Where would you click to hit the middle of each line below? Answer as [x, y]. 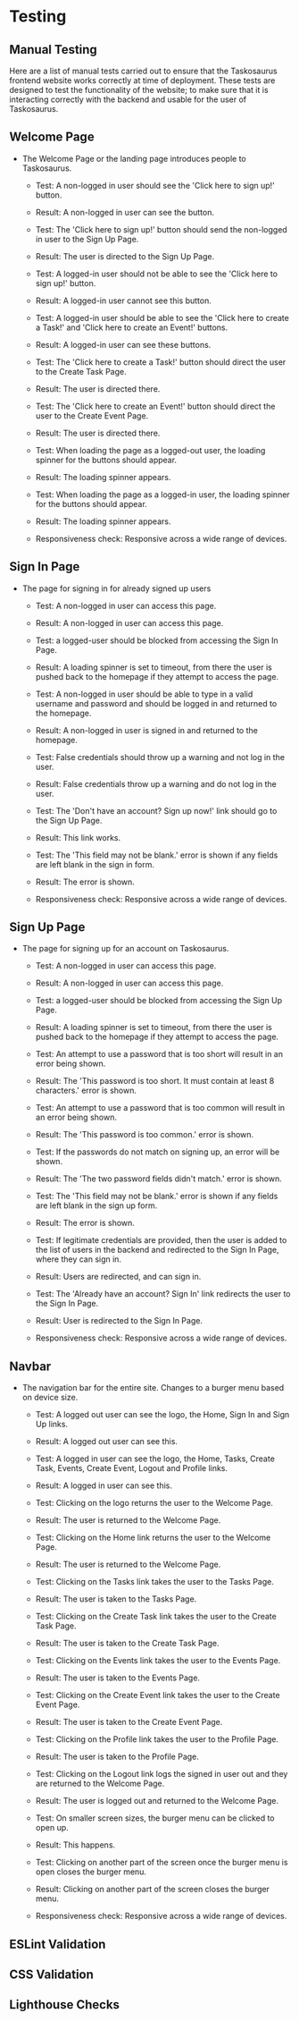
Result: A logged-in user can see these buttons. [123, 344]
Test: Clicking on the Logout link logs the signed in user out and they [162, 1774]
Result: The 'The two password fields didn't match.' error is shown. [159, 1179]
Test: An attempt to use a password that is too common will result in [160, 1108]
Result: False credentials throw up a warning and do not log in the [156, 783]
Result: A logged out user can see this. [107, 1442]
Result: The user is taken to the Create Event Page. [129, 1722]
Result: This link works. [78, 837]
